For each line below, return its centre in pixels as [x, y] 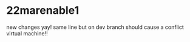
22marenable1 [43, 10]
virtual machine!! [27, 33]
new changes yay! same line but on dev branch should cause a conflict [95, 27]
